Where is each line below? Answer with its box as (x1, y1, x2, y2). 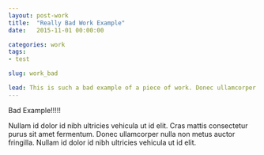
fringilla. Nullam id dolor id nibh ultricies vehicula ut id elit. (8, 138, 196, 147)
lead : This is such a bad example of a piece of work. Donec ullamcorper (8, 84, 257, 92)
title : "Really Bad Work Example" (8, 19, 126, 27)
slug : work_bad (8, 70, 58, 77)
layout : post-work (8, 11, 69, 20)
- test (8, 55, 30, 63)
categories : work (8, 40, 66, 48)
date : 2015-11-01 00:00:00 (8, 26, 104, 34)
